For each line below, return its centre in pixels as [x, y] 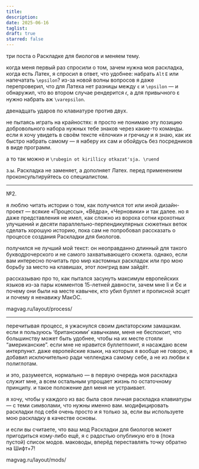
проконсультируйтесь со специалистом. [57, 176]
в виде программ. [29, 147]
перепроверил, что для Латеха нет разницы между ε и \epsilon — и [92, 86]
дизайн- [169, 205]
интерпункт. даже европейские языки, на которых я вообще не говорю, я [99, 351]
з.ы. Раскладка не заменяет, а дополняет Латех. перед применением [94, 170]
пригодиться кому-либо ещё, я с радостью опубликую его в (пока [90, 436]
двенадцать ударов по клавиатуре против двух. [67, 111]
